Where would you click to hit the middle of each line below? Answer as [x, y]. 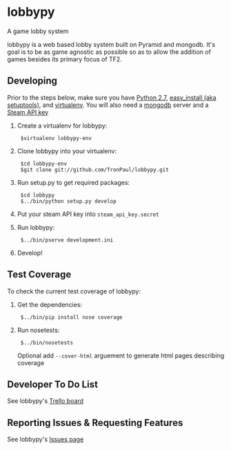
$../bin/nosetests [47, 342]
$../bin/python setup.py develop [68, 201]
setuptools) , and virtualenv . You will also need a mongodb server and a [108, 105]
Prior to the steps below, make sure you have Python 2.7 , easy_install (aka [112, 97]
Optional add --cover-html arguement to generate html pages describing [121, 355]
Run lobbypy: [36, 227]
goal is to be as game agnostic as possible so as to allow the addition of [109, 52]
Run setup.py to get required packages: [73, 182]
